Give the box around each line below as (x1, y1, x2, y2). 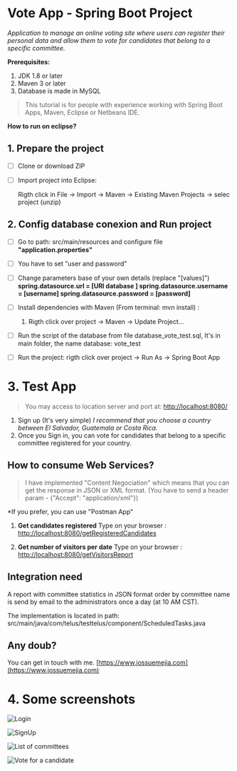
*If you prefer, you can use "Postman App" (7, 507, 134, 515)
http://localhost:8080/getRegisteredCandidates (17, 528, 157, 537)
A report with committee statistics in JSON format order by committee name (7, 590, 231, 598)
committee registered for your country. (17, 439, 132, 447)
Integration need (7, 571, 83, 583)
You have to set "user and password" (17, 259, 127, 268)
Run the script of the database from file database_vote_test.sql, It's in (17, 331, 221, 340)
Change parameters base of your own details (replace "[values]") (17, 273, 210, 282)
